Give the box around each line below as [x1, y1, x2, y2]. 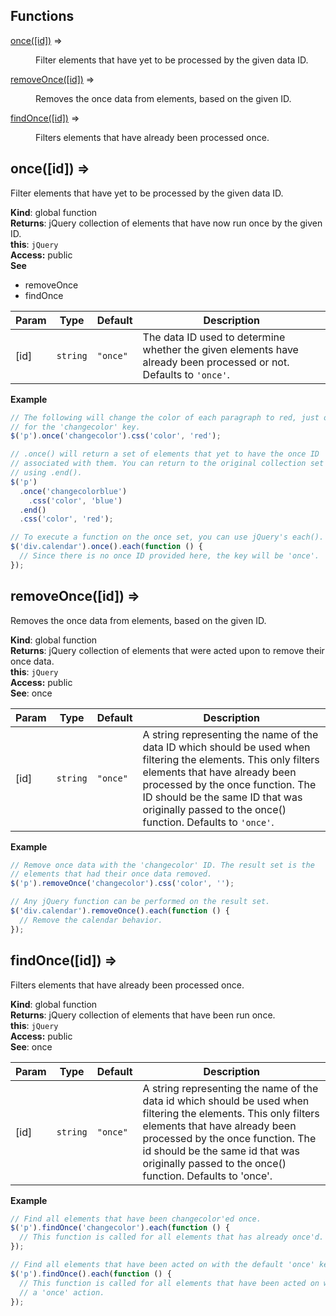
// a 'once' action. [19, 1287, 105, 1298]
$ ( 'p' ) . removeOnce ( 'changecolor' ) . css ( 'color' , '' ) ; [10, 879, 235, 889]
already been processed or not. [142, 355, 290, 369]
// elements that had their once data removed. [10, 869, 213, 879]
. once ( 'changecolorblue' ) [19, 486, 128, 496]
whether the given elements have [142, 342, 299, 356]
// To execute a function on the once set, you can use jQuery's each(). [10, 532, 325, 543]
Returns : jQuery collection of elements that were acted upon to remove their [10, 644, 325, 656]
